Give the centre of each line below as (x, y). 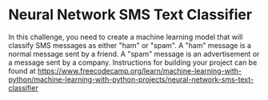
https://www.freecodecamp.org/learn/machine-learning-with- (140, 70)
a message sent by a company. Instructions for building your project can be (133, 62)
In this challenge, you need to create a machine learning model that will (126, 37)
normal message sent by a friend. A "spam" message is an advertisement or (134, 54)
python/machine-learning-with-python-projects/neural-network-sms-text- (131, 79)
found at (22, 70)
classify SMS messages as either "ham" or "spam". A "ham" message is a (130, 45)
